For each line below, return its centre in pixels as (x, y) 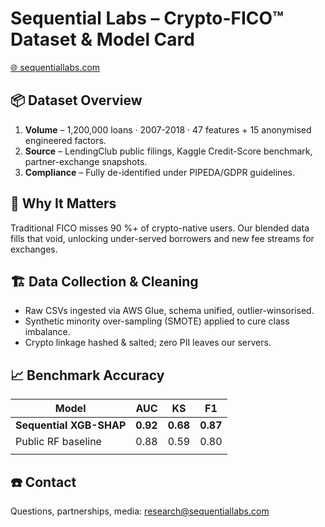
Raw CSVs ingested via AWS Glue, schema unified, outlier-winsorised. (169, 311)
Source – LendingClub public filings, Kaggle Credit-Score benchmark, (168, 151)
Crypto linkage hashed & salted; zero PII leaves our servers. (148, 343)
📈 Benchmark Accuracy (87, 375)
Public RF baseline (58, 442)
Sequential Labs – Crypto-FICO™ (147, 18)
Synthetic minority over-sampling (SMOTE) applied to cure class (157, 321)
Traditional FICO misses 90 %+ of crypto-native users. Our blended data (160, 228)
